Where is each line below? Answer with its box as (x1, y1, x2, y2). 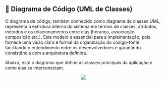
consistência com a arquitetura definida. (5, 50, 88, 56)
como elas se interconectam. (5, 65, 64, 71)
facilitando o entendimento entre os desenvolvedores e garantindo (5, 44, 141, 50)
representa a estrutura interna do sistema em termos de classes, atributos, (5, 23, 158, 29)
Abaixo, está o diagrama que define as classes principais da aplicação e (5, 59, 153, 65)
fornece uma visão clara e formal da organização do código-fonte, (5, 39, 141, 45)
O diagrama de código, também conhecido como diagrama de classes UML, (5, 18, 161, 24)
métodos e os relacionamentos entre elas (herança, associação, (5, 28, 136, 35)
